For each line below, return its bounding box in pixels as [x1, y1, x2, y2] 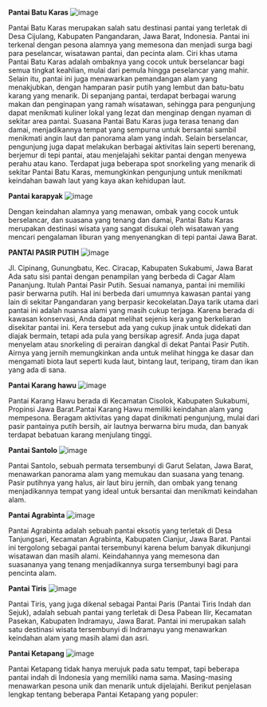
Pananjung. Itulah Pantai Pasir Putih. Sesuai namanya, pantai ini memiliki [8, 280, 245, 289]
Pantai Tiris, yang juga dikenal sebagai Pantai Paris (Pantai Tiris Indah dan [8, 599, 251, 609]
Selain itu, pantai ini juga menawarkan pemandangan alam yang [8, 74, 218, 83]
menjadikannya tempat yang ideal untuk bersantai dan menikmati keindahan [8, 487, 258, 495]
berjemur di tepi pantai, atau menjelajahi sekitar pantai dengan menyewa [8, 150, 247, 160]
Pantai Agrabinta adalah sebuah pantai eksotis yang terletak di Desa [8, 526, 233, 535]
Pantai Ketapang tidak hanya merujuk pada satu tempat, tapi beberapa [8, 664, 240, 673]
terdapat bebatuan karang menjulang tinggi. [8, 430, 153, 439]
